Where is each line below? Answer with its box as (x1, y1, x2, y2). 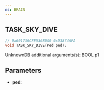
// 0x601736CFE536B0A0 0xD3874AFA (5, 38, 76, 43)
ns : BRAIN (5, 7, 26, 12)
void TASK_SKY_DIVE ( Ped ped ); (5, 43, 67, 48)
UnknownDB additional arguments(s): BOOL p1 (5, 52, 100, 58)
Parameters (5, 66, 42, 74)
